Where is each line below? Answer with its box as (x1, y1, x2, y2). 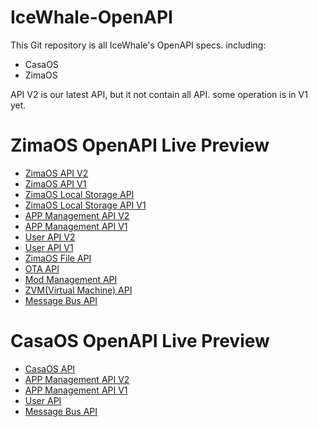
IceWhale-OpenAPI (10, 6, 173, 29)
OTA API (24, 262, 60, 275)
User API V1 (24, 241, 74, 253)
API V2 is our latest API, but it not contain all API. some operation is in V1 (10, 88, 308, 100)
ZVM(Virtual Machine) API (24, 284, 133, 296)
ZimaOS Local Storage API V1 (24, 199, 147, 211)
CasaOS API (24, 362, 76, 375)
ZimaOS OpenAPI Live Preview (10, 134, 270, 157)
